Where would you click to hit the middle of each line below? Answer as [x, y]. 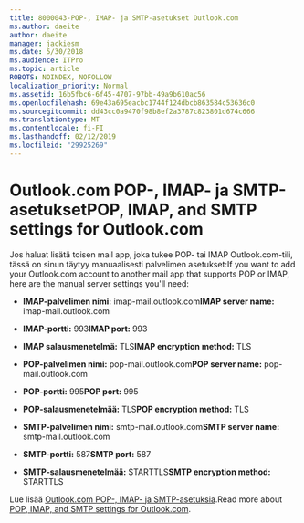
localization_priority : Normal [69, 86]
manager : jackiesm [44, 43]
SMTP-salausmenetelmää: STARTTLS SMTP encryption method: [147, 472]
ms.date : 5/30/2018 [47, 52]
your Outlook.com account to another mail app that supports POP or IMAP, [150, 274]
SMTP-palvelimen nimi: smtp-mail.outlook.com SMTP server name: [151, 426]
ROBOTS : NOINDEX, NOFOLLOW [61, 78]
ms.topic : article [44, 69]
